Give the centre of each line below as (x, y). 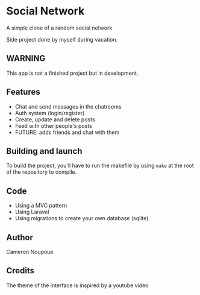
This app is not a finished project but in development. (72, 73)
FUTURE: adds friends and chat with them (67, 132)
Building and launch (44, 151)
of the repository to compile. (42, 172)
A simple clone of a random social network (59, 28)
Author (20, 237)
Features (23, 92)
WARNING (26, 59)
